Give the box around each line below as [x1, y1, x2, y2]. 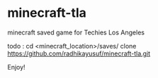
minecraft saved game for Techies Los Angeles [7, 28, 145, 37]
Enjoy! [7, 63, 26, 71]
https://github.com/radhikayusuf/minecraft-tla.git [7, 49, 151, 58]
